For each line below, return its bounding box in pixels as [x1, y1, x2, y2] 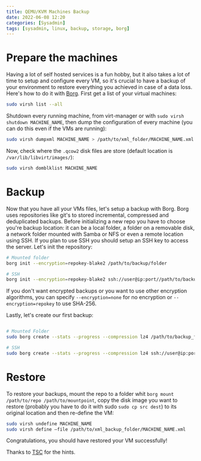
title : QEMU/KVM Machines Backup [6, 8, 90, 15]
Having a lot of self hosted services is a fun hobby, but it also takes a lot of [6, 71, 190, 78]
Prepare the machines [6, 51, 118, 64]
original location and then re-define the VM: [6, 409, 114, 416]
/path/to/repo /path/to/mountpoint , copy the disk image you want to [6, 397, 178, 404]
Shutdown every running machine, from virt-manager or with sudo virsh [6, 112, 184, 119]
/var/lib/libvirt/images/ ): [6, 153, 74, 161]
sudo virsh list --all [6, 102, 63, 107]
